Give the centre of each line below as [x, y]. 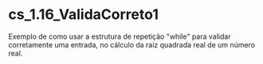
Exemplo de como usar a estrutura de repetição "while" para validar [120, 36]
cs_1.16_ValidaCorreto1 [84, 15]
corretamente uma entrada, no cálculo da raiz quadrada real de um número [132, 44]
